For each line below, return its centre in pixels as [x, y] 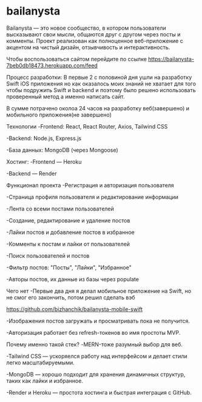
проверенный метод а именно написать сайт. [66, 96]
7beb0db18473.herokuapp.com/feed [52, 65]
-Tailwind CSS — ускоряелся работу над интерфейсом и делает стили [97, 356]
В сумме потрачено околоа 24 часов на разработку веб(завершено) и [98, 108]
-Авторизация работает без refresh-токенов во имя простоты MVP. [93, 332]
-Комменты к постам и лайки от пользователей [68, 244]
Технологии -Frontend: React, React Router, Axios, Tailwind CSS [87, 126]
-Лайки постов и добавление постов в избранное [71, 232]
